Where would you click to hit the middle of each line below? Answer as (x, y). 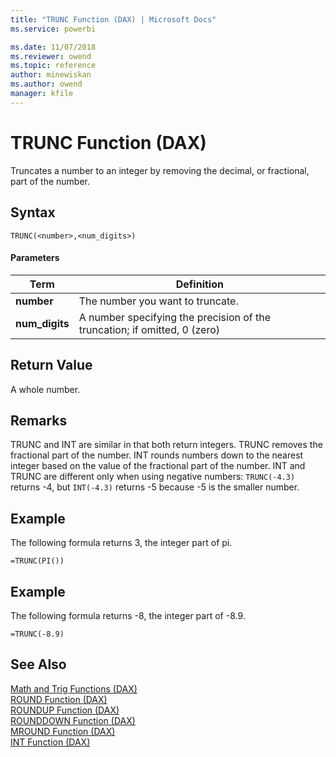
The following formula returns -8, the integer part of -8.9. (128, 615)
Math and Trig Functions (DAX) (74, 688)
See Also (38, 664)
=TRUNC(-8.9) (37, 634)
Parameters (35, 258)
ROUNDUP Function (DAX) (65, 710)
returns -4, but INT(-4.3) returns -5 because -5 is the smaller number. (155, 487)
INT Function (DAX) (50, 742)
